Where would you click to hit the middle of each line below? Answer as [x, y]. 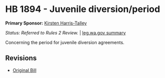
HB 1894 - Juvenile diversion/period [83, 9]
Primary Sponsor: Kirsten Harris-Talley [46, 23]
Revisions [21, 58]
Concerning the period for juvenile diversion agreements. [65, 42]
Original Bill [25, 70]
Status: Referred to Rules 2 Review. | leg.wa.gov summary [66, 32]
